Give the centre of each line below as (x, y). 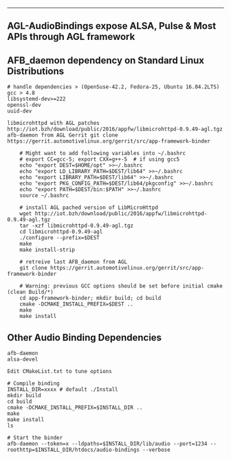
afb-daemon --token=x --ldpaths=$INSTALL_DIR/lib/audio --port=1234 (107, 444)
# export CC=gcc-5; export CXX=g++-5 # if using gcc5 (100, 159)
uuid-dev (20, 111)
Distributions (36, 71)
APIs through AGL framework (71, 37)
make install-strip (47, 250)
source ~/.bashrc (44, 196)
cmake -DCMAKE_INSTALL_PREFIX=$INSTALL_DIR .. (75, 408)
